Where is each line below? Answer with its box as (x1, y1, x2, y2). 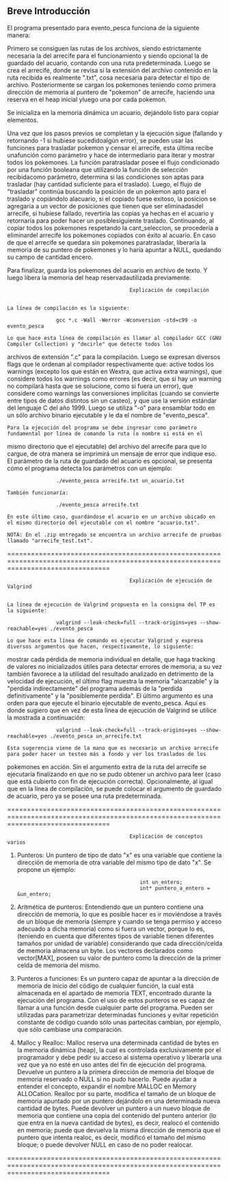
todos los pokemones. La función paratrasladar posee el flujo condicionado (7, 158, 220, 167)
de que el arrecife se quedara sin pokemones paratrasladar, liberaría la (7, 238, 206, 246)
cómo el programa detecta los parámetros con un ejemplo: (7, 464, 173, 472)
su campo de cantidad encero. (7, 253, 94, 261)
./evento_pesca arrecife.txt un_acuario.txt (55, 477, 185, 484)
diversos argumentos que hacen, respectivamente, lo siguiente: (7, 643, 194, 650)
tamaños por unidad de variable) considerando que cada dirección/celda (16, 939, 223, 947)
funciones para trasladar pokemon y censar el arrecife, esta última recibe (7, 143, 214, 151)
